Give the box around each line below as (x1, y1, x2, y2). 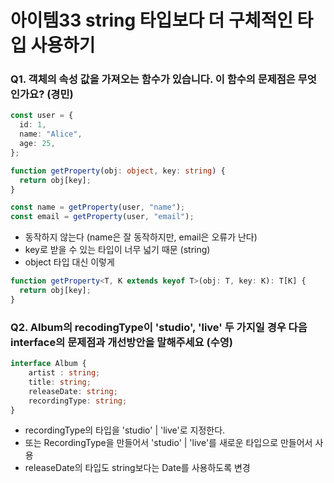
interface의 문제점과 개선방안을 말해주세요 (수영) (10, 335, 233, 349)
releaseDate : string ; (28, 386, 118, 396)
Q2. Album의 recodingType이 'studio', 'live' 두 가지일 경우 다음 (10, 320, 308, 334)
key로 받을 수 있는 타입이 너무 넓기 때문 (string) (24, 244, 211, 256)
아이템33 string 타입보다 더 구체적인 (10, 9, 293, 32)
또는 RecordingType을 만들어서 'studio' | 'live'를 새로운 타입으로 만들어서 (24, 437, 313, 449)
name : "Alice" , (19, 129, 83, 140)
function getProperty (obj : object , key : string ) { (10, 166, 226, 176)
